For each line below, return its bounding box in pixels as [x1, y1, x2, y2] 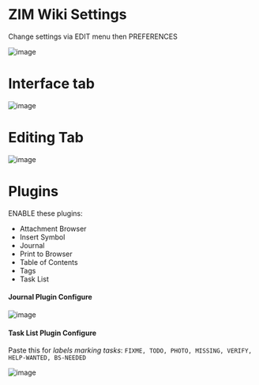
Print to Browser [19, 249, 73, 259]
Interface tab [8, 75, 95, 92]
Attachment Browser [19, 224, 87, 233]
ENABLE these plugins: [8, 208, 83, 218]
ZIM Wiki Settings [8, 6, 127, 24]
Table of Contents [19, 257, 78, 266]
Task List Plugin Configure [8, 328, 97, 338]
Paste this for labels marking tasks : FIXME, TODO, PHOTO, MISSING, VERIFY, [8, 345, 253, 355]
